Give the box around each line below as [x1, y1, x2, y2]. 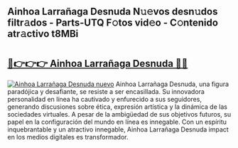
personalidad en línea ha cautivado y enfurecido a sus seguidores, [7, 95, 202, 103]
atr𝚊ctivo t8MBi [7, 28, 79, 40]
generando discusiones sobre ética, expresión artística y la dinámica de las [7, 102, 227, 111]
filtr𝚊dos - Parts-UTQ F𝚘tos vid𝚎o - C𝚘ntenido [7, 17, 219, 29]
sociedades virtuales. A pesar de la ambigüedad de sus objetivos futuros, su [7, 110, 232, 118]
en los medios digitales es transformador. [7, 133, 129, 141]
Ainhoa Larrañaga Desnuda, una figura [115, 80, 229, 88]
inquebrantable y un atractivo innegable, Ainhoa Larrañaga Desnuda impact [7, 125, 229, 134]
